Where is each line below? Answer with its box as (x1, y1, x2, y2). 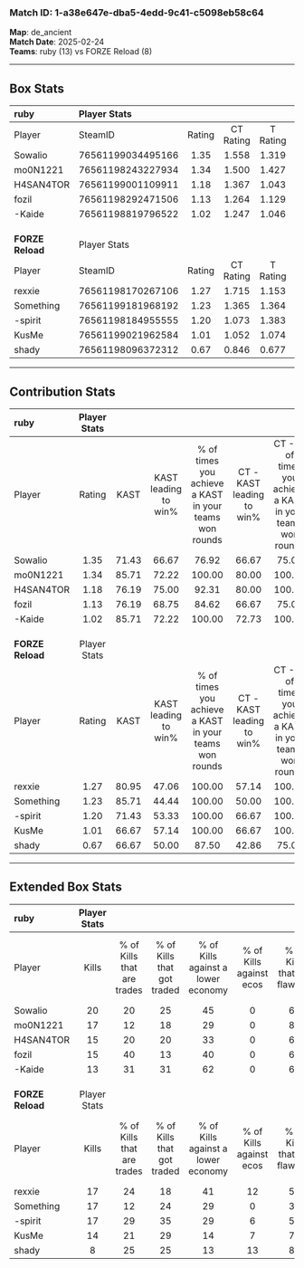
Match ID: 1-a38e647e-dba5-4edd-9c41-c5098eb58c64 (9, 6, 264, 19)
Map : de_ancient (9, 27, 72, 38)
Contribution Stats (9, 384, 116, 399)
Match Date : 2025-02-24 (9, 36, 105, 47)
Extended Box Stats (9, 880, 122, 895)
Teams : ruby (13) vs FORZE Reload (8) (9, 46, 153, 57)
